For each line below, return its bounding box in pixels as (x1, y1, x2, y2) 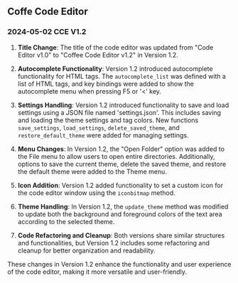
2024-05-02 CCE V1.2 (7, 27, 87, 37)
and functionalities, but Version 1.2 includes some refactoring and (17, 238, 210, 247)
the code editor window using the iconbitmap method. (17, 188, 175, 197)
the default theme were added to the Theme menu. (17, 167, 167, 176)
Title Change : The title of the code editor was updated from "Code (17, 43, 214, 52)
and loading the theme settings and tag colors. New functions (17, 116, 199, 124)
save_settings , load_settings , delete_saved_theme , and (17, 123, 180, 132)
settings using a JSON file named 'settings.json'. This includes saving (17, 108, 222, 116)
